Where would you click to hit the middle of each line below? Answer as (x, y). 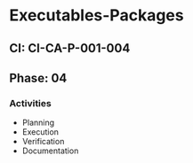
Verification (43, 142)
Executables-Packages (96, 16)
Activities (30, 103)
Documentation (50, 151)
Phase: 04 (38, 78)
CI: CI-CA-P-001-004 (70, 48)
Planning (38, 123)
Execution (40, 132)
